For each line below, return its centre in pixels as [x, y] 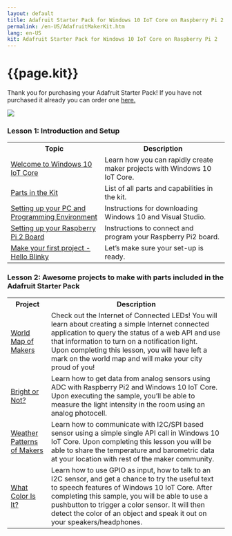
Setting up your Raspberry [54, 228]
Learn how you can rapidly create [159, 160]
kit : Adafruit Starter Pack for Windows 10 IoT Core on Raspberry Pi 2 [112, 39]
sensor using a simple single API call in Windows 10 [135, 433]
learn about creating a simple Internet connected [130, 324]
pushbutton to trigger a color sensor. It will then [128, 504]
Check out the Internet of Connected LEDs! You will [134, 315]
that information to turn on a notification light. [124, 341]
